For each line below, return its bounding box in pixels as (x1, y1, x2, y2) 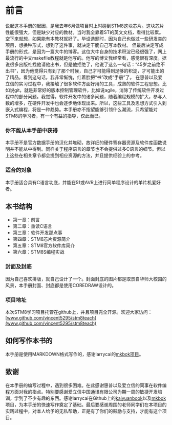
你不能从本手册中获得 (5, 127, 58, 134)
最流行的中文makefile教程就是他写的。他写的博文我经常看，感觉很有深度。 (5, 55, 162, 61)
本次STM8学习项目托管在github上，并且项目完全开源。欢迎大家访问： (5, 309, 153, 315)
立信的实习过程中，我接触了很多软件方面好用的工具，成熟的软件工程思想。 (5, 80, 162, 86)
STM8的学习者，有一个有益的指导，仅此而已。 (5, 113, 103, 119)
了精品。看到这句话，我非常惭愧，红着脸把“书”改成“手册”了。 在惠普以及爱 (5, 74, 163, 80)
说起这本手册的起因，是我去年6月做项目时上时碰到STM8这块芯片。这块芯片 (5, 23, 164, 29)
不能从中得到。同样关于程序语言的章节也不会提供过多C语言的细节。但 (14, 146, 161, 152)
